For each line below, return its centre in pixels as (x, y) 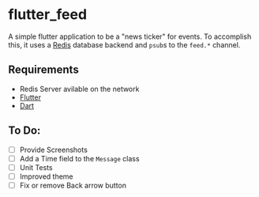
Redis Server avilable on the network (79, 89)
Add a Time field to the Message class (79, 158)
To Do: (24, 131)
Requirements (43, 70)
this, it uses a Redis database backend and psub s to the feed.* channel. (124, 44)
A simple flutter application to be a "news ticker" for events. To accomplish (130, 36)
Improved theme (46, 176)
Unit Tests (36, 167)
